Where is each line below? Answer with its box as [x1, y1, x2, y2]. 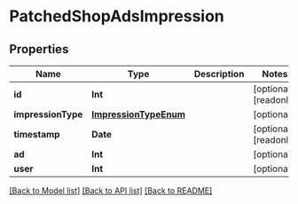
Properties [9, 42, 69, 57]
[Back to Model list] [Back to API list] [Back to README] [9, 185, 213, 196]
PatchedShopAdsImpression [9, 6, 224, 27]
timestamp [13, 129, 60, 140]
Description [193, 68, 245, 80]
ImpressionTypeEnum [91, 108, 186, 121]
